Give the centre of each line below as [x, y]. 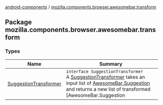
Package [19, 22]
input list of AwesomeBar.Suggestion [108, 83]
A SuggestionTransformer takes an [106, 77]
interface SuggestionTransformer [105, 71]
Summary [111, 64]
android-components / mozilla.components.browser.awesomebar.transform [81, 7]
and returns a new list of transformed [108, 89]
